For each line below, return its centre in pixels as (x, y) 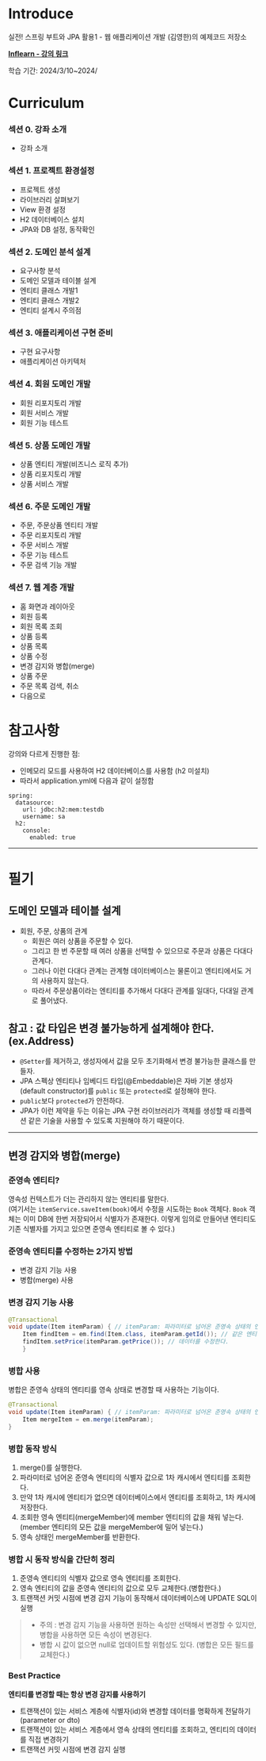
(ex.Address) (41, 1041)
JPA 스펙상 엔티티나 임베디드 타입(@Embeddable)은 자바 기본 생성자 (126, 1081)
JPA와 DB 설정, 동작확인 (57, 229)
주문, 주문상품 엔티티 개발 (59, 526)
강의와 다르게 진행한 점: (44, 754)
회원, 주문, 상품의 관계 (53, 931)
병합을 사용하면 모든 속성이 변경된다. (95, 1635)
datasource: (35, 803)
